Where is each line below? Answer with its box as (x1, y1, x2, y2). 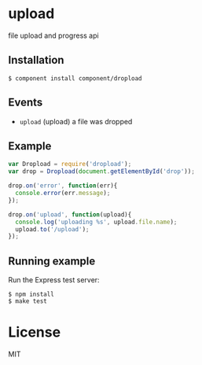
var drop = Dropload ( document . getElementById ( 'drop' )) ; (8, 168, 195, 175)
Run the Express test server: (8, 275, 100, 285)
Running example (8, 254, 96, 267)
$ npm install (8, 290, 55, 299)
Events (8, 96, 43, 109)
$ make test (8, 297, 47, 305)
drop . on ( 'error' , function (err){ (8, 182, 118, 190)
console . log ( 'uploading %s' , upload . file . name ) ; (15, 218, 178, 226)
